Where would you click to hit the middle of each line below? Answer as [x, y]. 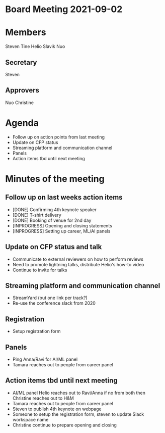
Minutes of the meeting [55, 179]
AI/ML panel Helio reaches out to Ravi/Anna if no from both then [79, 393]
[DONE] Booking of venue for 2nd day [52, 220]
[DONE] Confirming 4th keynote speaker [55, 209]
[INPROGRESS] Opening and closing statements [62, 225]
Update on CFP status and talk [54, 247]
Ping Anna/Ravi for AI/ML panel [45, 359]
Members [26, 33]
